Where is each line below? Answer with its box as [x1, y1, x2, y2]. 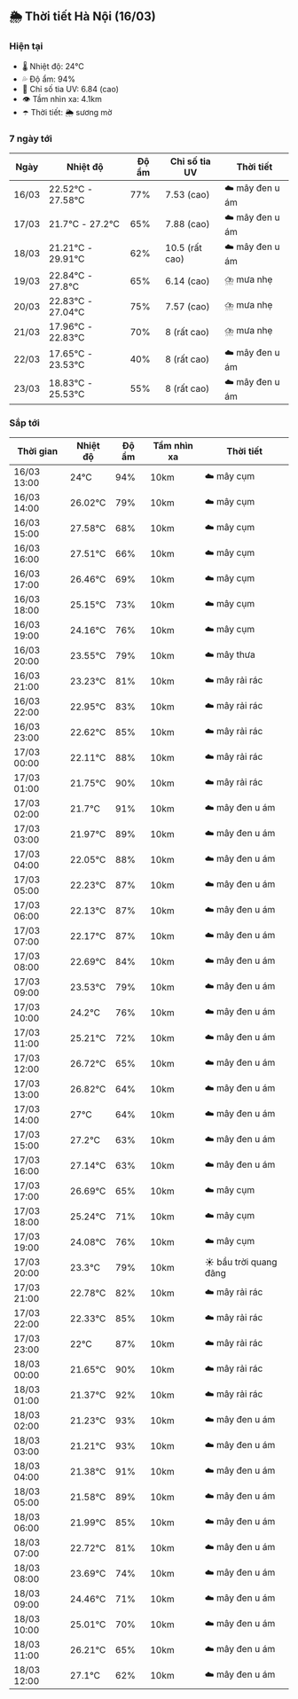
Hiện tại [9, 40, 43, 52]
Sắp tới [9, 417, 40, 429]
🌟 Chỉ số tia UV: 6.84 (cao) [21, 83, 120, 94]
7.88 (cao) [165, 218, 210, 231]
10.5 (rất [165, 242, 202, 254]
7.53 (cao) [165, 189, 210, 201]
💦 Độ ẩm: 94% [21, 74, 76, 84]
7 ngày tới [9, 132, 53, 145]
